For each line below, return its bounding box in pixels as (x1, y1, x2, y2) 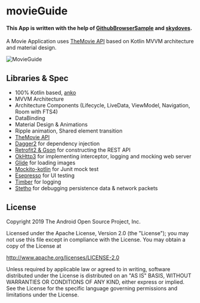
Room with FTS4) (14, 108, 58, 115)
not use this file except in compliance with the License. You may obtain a (6, 236, 186, 244)
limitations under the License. (6, 291, 79, 298)
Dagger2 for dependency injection (14, 140, 100, 148)
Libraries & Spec (6, 73, 69, 83)
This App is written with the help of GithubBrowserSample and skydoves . (6, 24, 193, 31)
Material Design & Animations (14, 121, 88, 128)
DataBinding (14, 115, 46, 122)
